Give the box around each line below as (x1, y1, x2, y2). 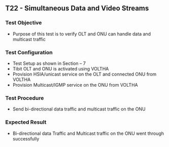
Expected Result (5, 119, 47, 126)
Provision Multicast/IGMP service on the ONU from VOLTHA (12, 82, 138, 88)
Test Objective (5, 19, 42, 26)
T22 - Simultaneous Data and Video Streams (5, 4, 149, 13)
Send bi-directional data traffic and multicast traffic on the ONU (12, 106, 146, 112)
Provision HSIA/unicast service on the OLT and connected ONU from (12, 71, 157, 77)
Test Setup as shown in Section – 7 (12, 60, 86, 66)
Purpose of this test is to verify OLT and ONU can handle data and (12, 30, 151, 37)
